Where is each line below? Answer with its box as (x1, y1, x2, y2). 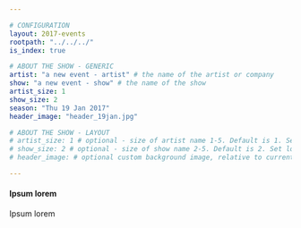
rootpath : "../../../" (9, 38, 94, 46)
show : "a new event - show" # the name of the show (9, 79, 206, 88)
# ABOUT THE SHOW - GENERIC (9, 62, 115, 72)
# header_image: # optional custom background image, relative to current (9, 153, 295, 162)
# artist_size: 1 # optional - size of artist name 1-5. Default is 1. (9, 136, 282, 146)
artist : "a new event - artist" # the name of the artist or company (9, 71, 275, 80)
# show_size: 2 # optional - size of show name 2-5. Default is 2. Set (9, 145, 282, 154)
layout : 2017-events (9, 29, 87, 38)
